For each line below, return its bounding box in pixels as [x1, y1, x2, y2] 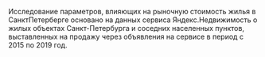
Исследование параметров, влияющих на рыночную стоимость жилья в [8, 7, 256, 16]
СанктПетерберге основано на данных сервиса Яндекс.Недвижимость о [8, 15, 258, 25]
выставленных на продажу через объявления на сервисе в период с [8, 32, 244, 41]
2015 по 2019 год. [8, 40, 68, 50]
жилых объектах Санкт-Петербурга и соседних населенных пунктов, [8, 24, 245, 32]
